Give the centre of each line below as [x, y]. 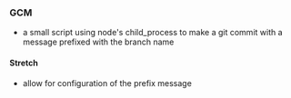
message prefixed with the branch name [98, 42]
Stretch [24, 63]
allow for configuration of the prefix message [107, 83]
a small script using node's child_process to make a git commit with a [153, 33]
